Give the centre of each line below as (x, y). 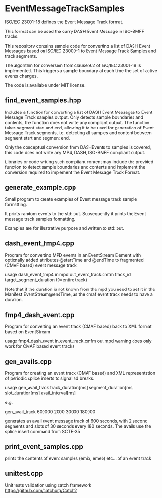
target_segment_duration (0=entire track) (46, 280)
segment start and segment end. (37, 138)
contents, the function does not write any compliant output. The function (77, 122)
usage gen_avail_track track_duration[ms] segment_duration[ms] (69, 388)
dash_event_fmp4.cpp (39, 243)
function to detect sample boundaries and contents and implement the (75, 167)
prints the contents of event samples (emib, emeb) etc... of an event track (78, 458)
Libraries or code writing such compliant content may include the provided (79, 162)
